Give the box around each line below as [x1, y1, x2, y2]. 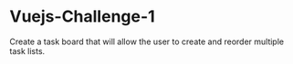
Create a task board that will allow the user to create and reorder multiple [9, 36, 285, 47]
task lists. [9, 45, 46, 56]
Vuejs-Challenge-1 [9, 6, 155, 27]
